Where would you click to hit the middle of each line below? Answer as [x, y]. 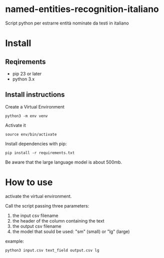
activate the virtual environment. [38, 196]
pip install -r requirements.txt [40, 153]
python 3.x [23, 79]
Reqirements [25, 62]
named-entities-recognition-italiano [82, 9]
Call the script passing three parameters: [47, 205]
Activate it [15, 125]
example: [14, 241]
